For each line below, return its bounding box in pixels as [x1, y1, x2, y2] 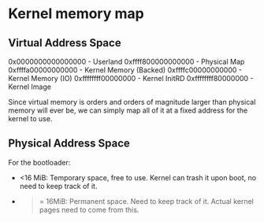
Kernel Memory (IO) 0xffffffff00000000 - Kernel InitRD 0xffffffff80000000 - [8, 74, 254, 83]
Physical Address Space [8, 137, 130, 150]
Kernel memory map [8, 5, 144, 23]
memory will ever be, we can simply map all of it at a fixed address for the [8, 105, 248, 115]
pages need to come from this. [39, 205, 139, 214]
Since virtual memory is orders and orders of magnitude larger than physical [8, 98, 256, 106]
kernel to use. [8, 114, 53, 123]
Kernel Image [8, 82, 51, 91]
